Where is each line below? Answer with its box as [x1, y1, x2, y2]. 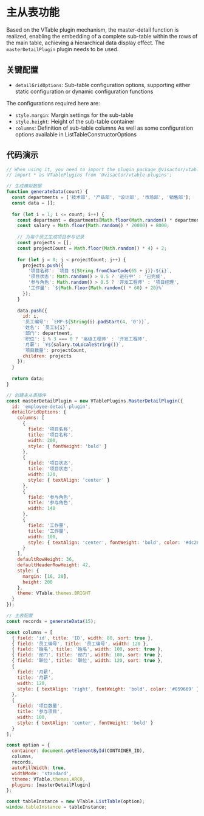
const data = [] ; [12, 200, 56, 206]
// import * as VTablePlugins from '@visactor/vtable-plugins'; [6, 172, 172, 178]
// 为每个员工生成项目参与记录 [17, 234, 84, 241]
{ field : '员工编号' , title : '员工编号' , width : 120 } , [12, 641, 149, 647]
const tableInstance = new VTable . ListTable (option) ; [6, 798, 146, 804]
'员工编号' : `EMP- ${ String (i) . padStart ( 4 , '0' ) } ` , [22, 319, 150, 325]
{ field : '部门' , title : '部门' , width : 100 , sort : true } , [12, 652, 163, 658]
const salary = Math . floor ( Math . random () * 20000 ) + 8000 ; [17, 223, 170, 229]
